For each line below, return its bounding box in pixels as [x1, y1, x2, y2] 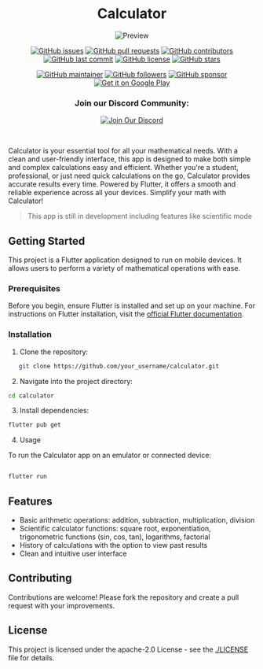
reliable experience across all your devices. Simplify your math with [8, 188, 226, 198]
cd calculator [8, 391, 55, 400]
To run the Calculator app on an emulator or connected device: [8, 450, 212, 460]
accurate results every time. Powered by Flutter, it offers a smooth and [8, 179, 236, 189]
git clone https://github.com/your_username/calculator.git [18, 362, 220, 370]
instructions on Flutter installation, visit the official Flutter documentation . [8, 309, 245, 319]
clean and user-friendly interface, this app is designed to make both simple [8, 154, 251, 164]
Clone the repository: [19, 347, 89, 357]
